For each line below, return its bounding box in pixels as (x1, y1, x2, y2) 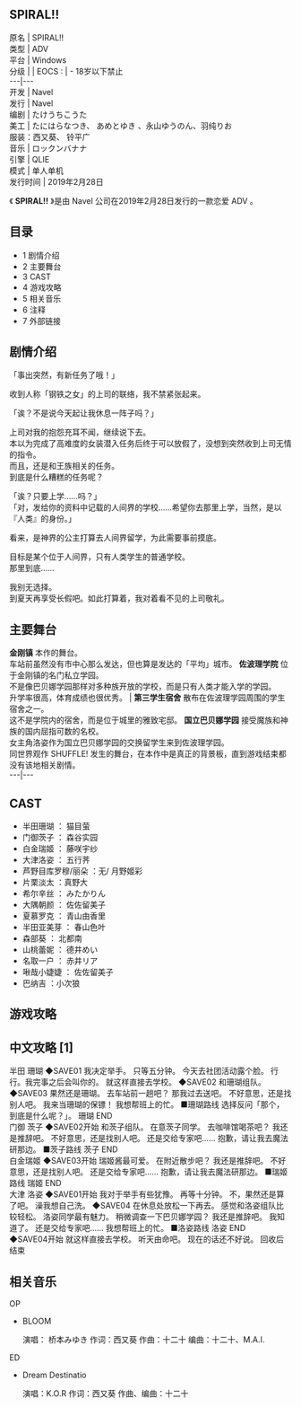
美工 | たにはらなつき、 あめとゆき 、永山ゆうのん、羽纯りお (9, 120, 233, 131)
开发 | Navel (9, 86, 54, 97)
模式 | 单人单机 (9, 165, 64, 176)
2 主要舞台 (21, 260, 62, 272)
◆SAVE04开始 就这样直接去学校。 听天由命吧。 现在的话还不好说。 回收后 (9, 1234, 285, 1244)
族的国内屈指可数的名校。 (9, 726, 104, 737)
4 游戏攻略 (21, 282, 62, 293)
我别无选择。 (9, 582, 56, 593)
